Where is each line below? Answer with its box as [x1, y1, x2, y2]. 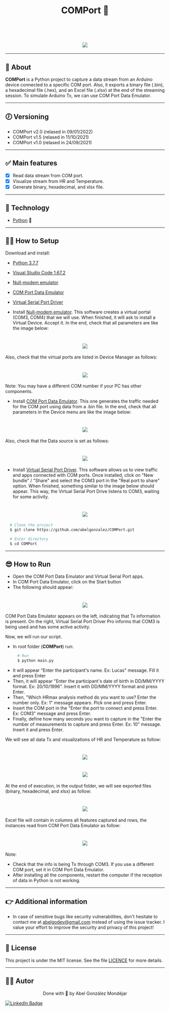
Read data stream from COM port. [12, 172, 83, 178]
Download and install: [5, 250, 51, 256]
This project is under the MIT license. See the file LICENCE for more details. [5, 957, 163, 963]
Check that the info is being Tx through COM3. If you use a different [12, 861, 154, 867]
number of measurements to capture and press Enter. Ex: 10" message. [12, 721, 161, 728]
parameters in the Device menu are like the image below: [12, 409, 132, 415]
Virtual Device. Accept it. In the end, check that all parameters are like [12, 320, 158, 326]
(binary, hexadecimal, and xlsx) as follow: [5, 788, 92, 794]
